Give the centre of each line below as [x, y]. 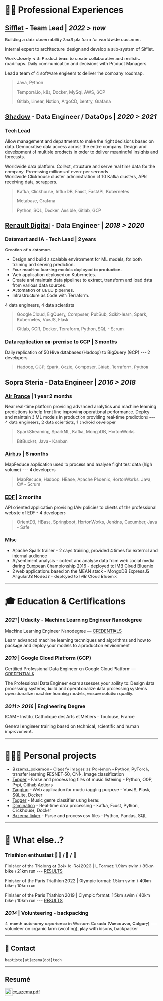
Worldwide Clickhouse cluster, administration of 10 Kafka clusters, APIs [76, 176]
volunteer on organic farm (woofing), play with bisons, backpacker [72, 929]
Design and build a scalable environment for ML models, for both [77, 259]
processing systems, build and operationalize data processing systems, [76, 689]
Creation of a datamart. [28, 250]
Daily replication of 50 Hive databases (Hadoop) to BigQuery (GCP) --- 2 [78, 352]
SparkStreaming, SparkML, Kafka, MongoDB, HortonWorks [76, 432]
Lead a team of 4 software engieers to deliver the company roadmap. [74, 73]
